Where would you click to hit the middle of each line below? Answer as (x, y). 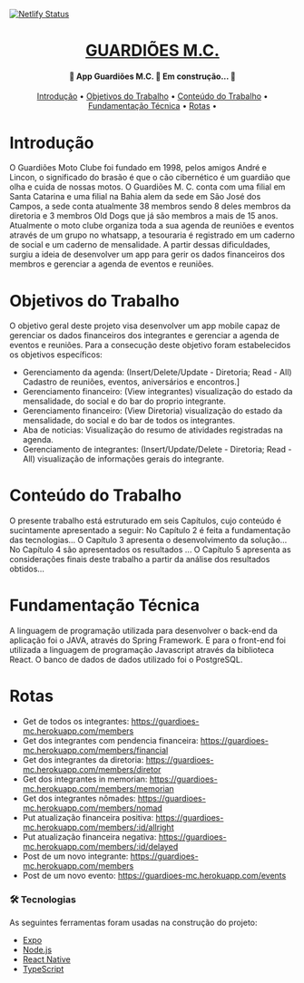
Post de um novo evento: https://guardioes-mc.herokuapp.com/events (154, 876)
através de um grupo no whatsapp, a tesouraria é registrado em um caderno (152, 235)
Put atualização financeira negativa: (89, 837)
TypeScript (43, 969)
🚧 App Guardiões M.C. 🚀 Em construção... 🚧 (152, 76)
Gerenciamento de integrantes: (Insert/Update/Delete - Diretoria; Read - (157, 450)
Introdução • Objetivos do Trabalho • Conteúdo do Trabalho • (152, 96)
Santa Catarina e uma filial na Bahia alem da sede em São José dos (135, 197)
